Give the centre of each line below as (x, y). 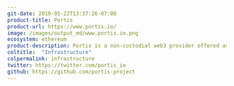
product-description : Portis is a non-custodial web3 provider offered (113, 46)
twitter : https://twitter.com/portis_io (67, 65)
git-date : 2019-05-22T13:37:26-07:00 (62, 14)
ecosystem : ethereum (37, 40)
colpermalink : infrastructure (51, 59)
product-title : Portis (40, 20)
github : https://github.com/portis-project (71, 71)
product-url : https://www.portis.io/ (62, 26)
